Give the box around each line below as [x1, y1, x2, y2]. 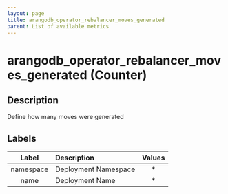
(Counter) [90, 67, 147, 83]
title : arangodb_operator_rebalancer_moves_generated [7, 17, 165, 23]
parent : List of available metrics [7, 23, 110, 30]
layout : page [7, 10, 45, 17]
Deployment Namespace [54, 164, 136, 174]
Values [142, 153, 165, 162]
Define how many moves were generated [7, 113, 124, 121]
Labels [7, 132, 37, 144]
